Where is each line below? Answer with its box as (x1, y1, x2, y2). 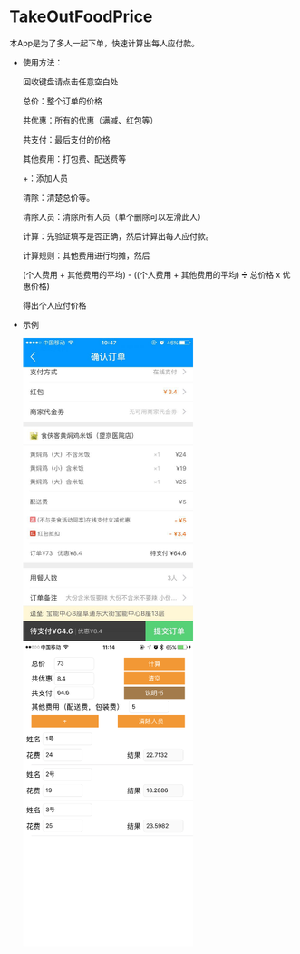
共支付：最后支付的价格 (22, 134, 111, 144)
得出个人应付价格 (22, 300, 87, 311)
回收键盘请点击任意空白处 (22, 75, 119, 87)
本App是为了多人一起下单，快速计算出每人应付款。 (9, 37, 199, 48)
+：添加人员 (22, 173, 69, 184)
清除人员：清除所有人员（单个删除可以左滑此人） (22, 211, 206, 222)
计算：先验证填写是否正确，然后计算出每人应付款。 (22, 230, 214, 242)
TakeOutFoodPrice (9, 6, 153, 27)
